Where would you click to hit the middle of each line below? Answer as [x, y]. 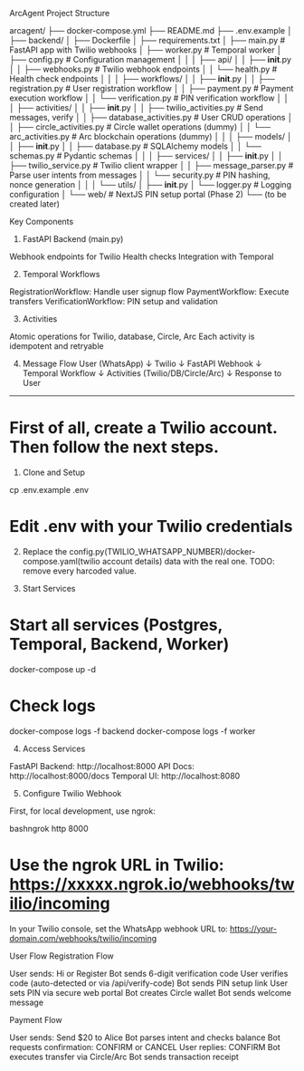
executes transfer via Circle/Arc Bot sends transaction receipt [124, 1057]
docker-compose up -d [53, 669]
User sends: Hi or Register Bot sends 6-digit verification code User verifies [149, 973]
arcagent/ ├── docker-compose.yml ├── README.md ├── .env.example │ [151, 30]
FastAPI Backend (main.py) [73, 239]
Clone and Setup [54, 472]
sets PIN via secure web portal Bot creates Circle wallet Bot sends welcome [151, 992]
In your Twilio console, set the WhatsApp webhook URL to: [119, 929]
